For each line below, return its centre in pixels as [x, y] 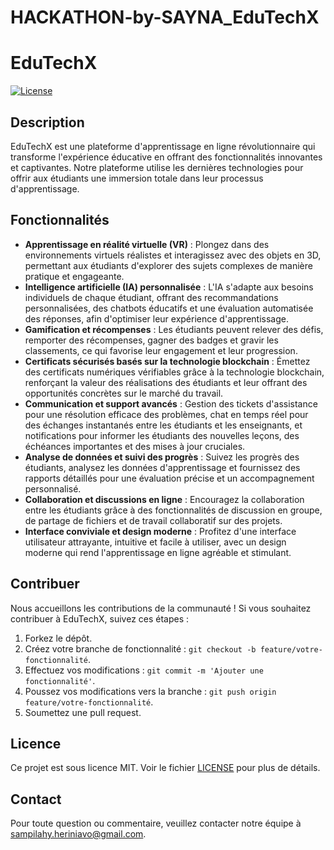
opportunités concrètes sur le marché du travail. [124, 393]
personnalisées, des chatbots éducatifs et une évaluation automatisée [169, 308]
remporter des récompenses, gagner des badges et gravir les [151, 340]
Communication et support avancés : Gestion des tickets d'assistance [171, 403]
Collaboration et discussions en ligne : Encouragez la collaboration [164, 499]
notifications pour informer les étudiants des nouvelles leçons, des [162, 435]
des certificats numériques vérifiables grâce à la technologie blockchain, [174, 372]
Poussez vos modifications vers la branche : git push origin [150, 691]
